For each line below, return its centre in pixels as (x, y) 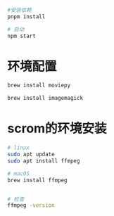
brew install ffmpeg (38, 180)
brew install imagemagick (45, 99)
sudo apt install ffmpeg (44, 161)
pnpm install (26, 17)
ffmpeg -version (31, 205)
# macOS (19, 173)
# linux (19, 148)
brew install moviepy (39, 85)
